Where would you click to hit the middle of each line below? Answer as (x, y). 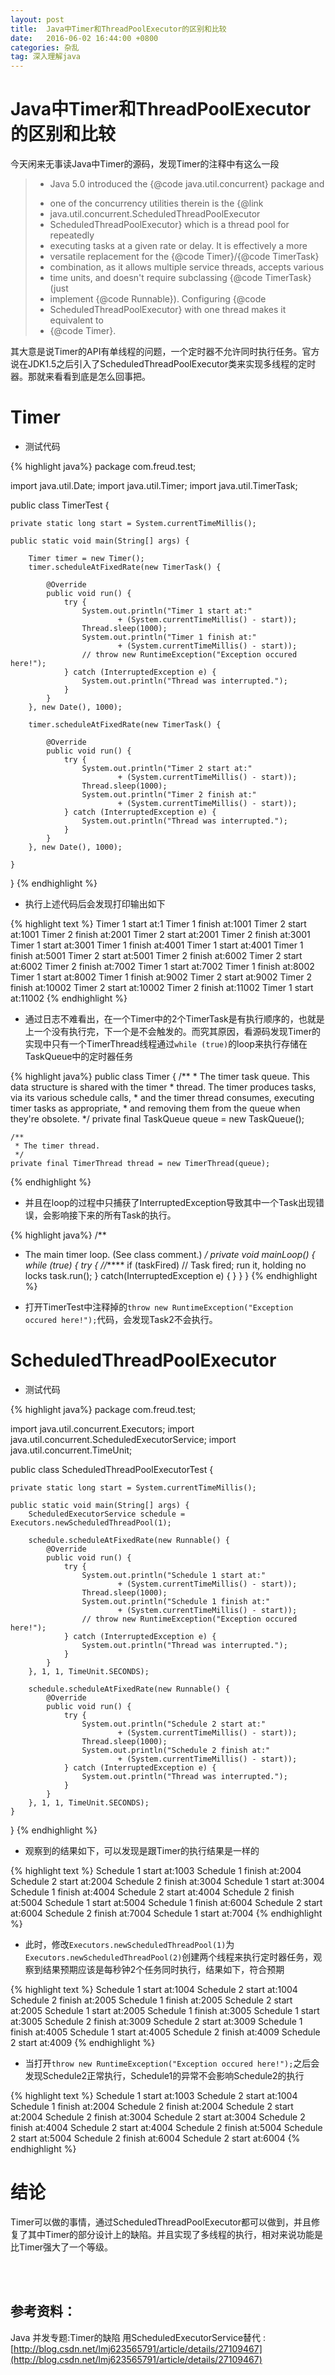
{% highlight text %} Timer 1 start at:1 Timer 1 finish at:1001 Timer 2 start (158, 924)
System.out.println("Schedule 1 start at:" (174, 1575)
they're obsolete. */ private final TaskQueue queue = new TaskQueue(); (157, 1119)
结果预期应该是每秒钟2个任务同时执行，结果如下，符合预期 (163, 1969)
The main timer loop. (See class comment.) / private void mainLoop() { (170, 1254)
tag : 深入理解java (46, 57)
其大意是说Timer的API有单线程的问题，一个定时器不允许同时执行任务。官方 (165, 352)
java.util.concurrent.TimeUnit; (71, 1450)
